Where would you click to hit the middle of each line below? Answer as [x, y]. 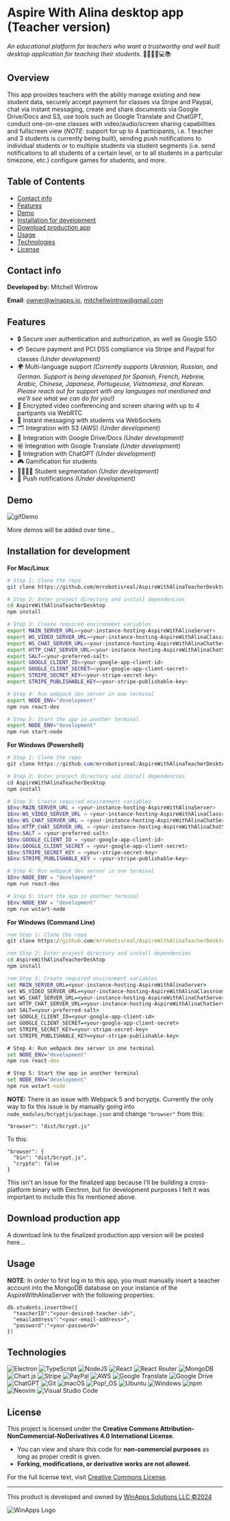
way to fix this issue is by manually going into [71, 1106]
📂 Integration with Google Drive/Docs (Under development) [100, 438]
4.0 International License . [137, 1436]
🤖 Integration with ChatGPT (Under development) [86, 454]
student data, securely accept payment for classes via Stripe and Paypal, [110, 101]
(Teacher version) [59, 27]
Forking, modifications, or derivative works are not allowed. [104, 1464]
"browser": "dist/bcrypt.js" [49, 1126]
